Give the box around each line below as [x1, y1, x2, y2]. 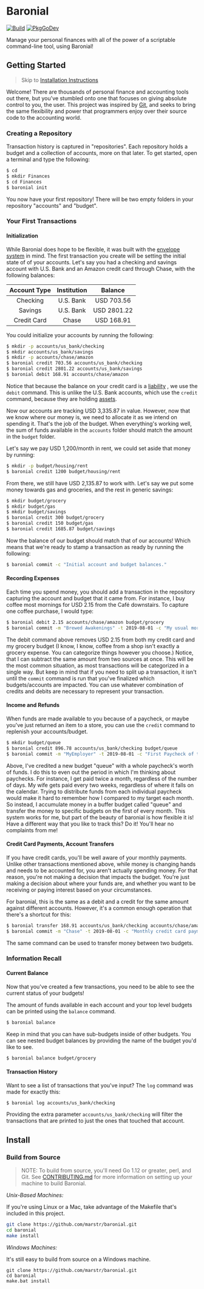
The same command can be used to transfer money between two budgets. [6, 939, 194, 946]
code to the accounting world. [6, 114, 82, 121]
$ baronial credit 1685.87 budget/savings [6, 526, 115, 532]
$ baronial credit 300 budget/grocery [6, 515, 104, 521]
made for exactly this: [6, 1088, 61, 1095]
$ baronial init [6, 184, 47, 191]
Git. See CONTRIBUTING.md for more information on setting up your [21, 1174, 192, 1181]
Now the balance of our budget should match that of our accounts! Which [6, 536, 191, 544]
